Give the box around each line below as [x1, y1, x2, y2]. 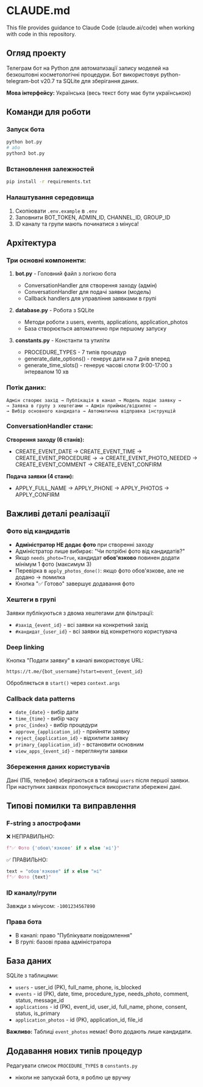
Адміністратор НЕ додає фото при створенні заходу [15, 541, 154, 548]
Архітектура [6, 238, 57, 248]
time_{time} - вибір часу [15, 715, 79, 722]
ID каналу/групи [6, 888, 57, 897]
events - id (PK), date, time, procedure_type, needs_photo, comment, [15, 990, 189, 998]
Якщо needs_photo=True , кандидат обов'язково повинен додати [15, 554, 180, 561]
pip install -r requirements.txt [6, 178, 91, 185]
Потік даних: [6, 383, 47, 392]
